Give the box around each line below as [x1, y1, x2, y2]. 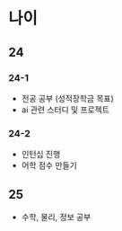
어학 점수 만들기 [21, 160, 77, 171]
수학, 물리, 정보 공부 [21, 211, 91, 222]
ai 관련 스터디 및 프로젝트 [21, 104, 109, 115]
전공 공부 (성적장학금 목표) [21, 93, 114, 103]
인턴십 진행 [21, 149, 61, 160]
